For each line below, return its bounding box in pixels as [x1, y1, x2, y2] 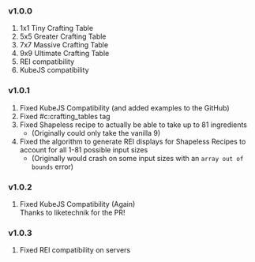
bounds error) [31, 162, 73, 171]
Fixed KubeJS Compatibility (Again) [19, 199, 136, 208]
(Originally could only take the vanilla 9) [31, 128, 161, 137]
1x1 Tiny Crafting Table [19, 24, 93, 33]
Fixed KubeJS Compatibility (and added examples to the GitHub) [19, 103, 230, 112]
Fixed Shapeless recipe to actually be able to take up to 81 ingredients [19, 120, 247, 129]
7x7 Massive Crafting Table [19, 40, 109, 50]
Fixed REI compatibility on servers [19, 245, 131, 255]
